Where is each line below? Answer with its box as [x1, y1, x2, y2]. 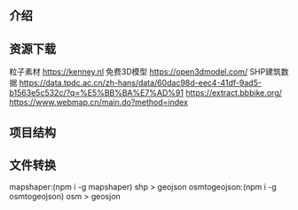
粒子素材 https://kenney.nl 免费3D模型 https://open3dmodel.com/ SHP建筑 [9, 66, 281, 77]
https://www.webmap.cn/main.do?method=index [9, 97, 189, 108]
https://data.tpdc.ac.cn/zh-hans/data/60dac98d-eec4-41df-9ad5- [19, 78, 262, 89]
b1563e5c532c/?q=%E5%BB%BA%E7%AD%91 [9, 88, 184, 98]
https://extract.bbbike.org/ [185, 88, 282, 98]
